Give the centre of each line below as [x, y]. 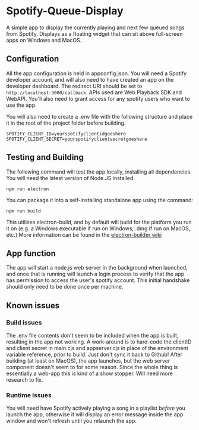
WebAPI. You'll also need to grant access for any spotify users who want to [98, 98]
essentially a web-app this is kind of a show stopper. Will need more [90, 373]
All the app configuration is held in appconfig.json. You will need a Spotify [97, 73]
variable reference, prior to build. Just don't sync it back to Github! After [94, 355]
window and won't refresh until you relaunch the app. [71, 421]
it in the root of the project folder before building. [66, 123]
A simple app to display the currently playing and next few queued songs [96, 27]
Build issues [24, 322]
